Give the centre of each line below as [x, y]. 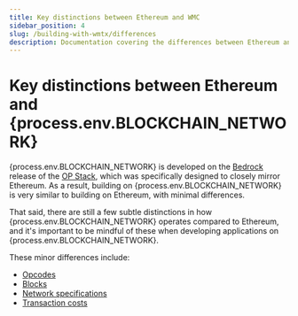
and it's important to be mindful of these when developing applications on [144, 231]
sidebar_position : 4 [47, 26]
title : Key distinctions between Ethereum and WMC [105, 17]
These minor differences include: [70, 258]
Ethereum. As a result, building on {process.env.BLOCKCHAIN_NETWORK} [145, 186]
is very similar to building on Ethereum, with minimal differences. [127, 195]
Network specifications [65, 294]
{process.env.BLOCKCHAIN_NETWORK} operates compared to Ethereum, [144, 221]
